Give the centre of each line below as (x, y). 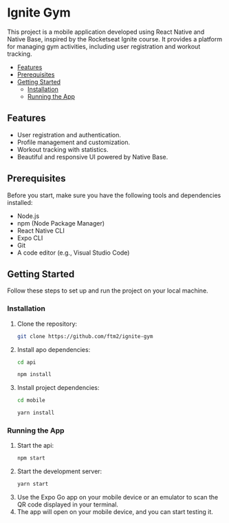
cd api (26, 362)
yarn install (36, 413)
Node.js (28, 216)
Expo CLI (30, 238)
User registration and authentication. (69, 135)
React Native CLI (41, 230)
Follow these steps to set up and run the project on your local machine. (108, 290)
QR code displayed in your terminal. (68, 504)
